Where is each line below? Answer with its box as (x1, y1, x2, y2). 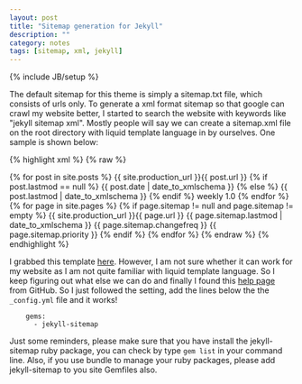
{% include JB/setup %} (9, 71, 99, 82)
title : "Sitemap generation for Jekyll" (9, 22, 164, 31)
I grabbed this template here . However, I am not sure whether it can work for (9, 256, 293, 267)
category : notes (9, 38, 70, 48)
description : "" (9, 30, 70, 39)
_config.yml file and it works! (9, 295, 118, 306)
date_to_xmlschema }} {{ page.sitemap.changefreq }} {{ (9, 220, 216, 231)
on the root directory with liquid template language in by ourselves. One (9, 127, 276, 138)
